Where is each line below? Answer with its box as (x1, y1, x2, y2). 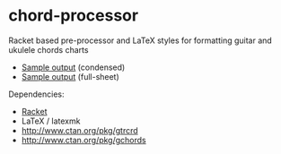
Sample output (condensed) (21, 62, 126, 73)
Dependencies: (8, 89, 65, 99)
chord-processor (8, 5, 139, 26)
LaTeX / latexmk (21, 115, 81, 126)
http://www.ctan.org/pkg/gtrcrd (21, 124, 138, 135)
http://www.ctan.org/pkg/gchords (21, 134, 147, 145)
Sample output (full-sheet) (21, 71, 120, 81)
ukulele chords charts (8, 44, 89, 55)
